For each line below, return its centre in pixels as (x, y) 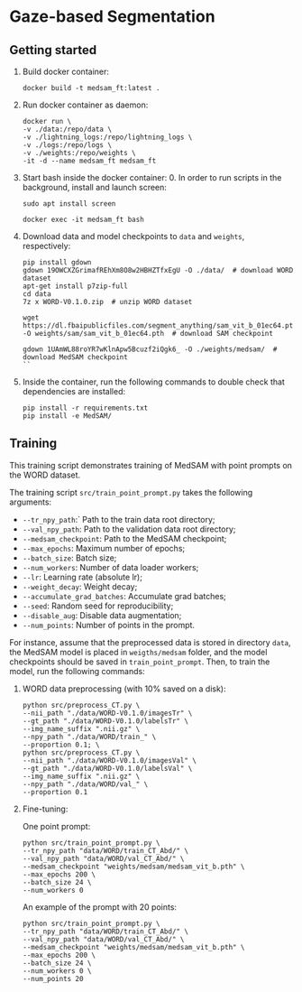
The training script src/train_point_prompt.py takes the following (131, 492)
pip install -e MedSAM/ (67, 416)
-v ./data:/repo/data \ (67, 129)
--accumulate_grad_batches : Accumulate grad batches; (124, 596)
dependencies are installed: (74, 391)
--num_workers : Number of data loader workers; (110, 567)
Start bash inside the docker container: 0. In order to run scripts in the (152, 177)
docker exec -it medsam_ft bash (83, 219)
